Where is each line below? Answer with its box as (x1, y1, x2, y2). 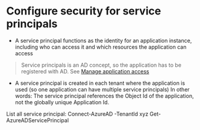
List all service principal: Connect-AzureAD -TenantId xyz (6, 110, 149, 117)
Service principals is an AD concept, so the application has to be (20, 61, 182, 69)
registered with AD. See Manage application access (20, 67, 149, 75)
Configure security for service (6, 4, 161, 18)
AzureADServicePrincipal (6, 116, 69, 124)
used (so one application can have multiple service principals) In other (14, 85, 190, 93)
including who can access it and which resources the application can (14, 43, 187, 51)
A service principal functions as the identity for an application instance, (14, 37, 192, 44)
